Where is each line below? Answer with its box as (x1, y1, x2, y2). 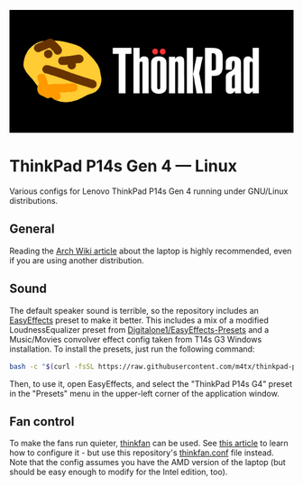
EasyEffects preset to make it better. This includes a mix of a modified (9, 315, 269, 326)
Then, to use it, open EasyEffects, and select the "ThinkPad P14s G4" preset (9, 378, 293, 389)
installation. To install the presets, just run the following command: (9, 344, 255, 354)
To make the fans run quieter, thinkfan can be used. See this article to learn (9, 438, 289, 449)
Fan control (9, 414, 75, 429)
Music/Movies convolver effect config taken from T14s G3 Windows (9, 334, 262, 344)
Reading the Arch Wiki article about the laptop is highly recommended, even (9, 245, 292, 256)
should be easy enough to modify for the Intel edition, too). (9, 466, 228, 478)
